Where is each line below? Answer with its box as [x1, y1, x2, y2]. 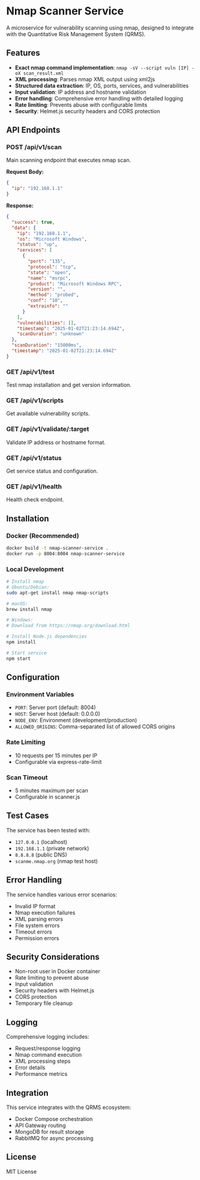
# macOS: [6, 600, 28, 607]
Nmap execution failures [14, 909, 76, 916]
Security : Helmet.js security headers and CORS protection [14, 107, 160, 115]
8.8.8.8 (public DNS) [14, 851, 67, 858]
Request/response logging [14, 1045, 81, 1052]
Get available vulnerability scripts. [6, 410, 90, 417]
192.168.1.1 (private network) [14, 844, 89, 852]
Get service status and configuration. [6, 467, 98, 475]
